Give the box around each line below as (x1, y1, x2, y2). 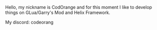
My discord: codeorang (5, 19, 54, 25)
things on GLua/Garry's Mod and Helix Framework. (5, 9, 110, 15)
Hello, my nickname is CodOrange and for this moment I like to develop (5, 4, 152, 10)
